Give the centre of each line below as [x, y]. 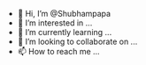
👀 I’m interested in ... [55, 23]
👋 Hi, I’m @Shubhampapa [64, 14]
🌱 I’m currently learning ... [65, 32]
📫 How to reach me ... [58, 51]
